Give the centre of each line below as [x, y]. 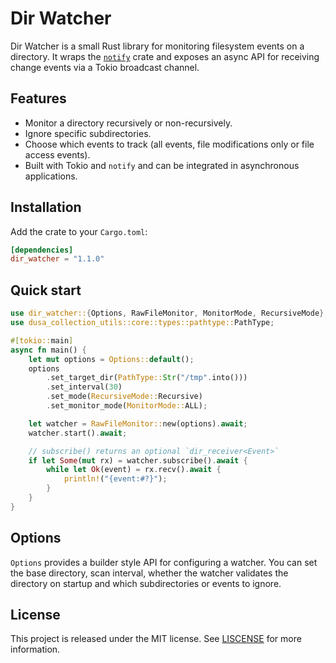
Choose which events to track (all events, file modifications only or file [169, 144]
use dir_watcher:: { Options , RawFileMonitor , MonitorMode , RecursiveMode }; [169, 313]
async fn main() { [48, 350]
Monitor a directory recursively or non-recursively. [128, 123]
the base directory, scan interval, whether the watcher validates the [149, 573]
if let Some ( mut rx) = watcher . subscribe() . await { [138, 460]
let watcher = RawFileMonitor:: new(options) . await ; [138, 423]
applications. [51, 176]
